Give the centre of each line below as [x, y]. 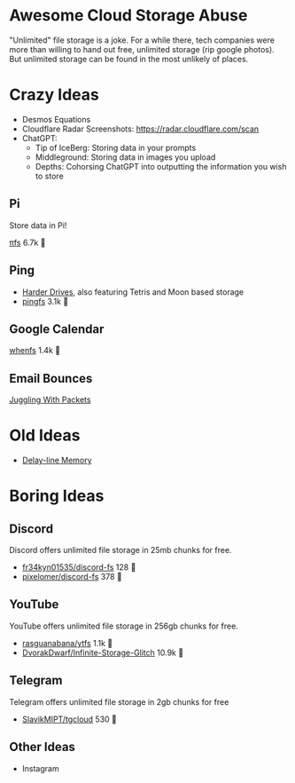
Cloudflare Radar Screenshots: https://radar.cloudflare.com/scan [140, 129]
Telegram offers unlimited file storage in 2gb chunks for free [119, 701]
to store [49, 176]
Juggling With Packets [50, 399]
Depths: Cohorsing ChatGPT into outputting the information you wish [161, 166]
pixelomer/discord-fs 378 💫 [72, 577]
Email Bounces [51, 378]
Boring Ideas [57, 496]
